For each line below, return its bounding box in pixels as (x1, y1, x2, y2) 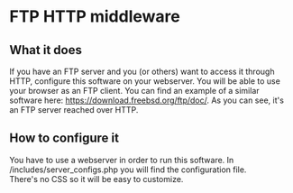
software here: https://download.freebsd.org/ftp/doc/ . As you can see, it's (9, 95, 284, 106)
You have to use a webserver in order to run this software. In (9, 154, 234, 165)
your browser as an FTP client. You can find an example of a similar (9, 86, 260, 96)
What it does (9, 42, 83, 58)
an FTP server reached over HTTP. (9, 105, 139, 115)
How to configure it (9, 131, 120, 146)
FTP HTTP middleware (9, 6, 180, 27)
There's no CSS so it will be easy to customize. (9, 173, 184, 184)
